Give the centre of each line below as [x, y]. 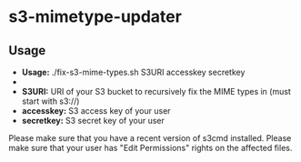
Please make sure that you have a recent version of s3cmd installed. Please [150, 138]
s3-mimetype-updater [95, 17]
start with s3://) [50, 101]
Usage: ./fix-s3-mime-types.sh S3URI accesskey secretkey [133, 72]
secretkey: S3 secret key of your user [93, 121]
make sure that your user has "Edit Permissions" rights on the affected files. [150, 148]
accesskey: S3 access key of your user [96, 111]
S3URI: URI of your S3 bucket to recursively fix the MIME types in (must [156, 91]
